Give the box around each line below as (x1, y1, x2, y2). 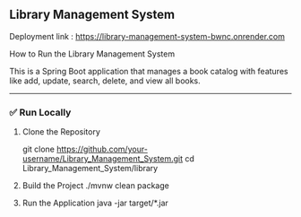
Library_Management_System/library (21, 163, 159, 174)
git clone (21, 143, 56, 155)
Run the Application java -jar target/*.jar (21, 197, 168, 209)
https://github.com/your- (56, 143, 148, 155)
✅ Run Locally (9, 106, 72, 118)
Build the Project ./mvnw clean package (21, 180, 170, 191)
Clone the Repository (21, 126, 101, 137)
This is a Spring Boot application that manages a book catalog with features (9, 65, 288, 76)
